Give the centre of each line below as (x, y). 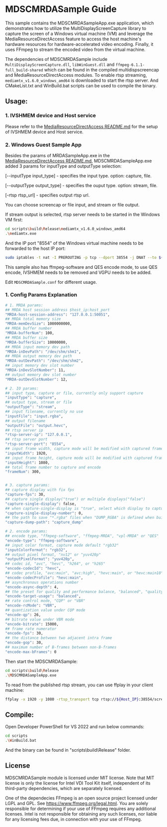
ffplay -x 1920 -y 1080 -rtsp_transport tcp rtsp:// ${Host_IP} (72, 699)
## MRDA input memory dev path (38, 347)
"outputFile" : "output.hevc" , (37, 425)
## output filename (25, 421)
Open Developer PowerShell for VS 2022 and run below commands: (75, 727)
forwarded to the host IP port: (36, 248)
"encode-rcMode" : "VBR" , (31, 606)
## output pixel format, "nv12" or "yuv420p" (53, 555)
